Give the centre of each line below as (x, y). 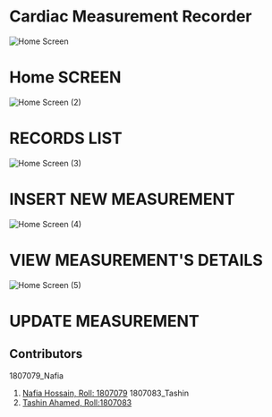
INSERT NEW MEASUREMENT (122, 200)
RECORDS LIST (66, 138)
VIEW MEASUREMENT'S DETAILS (136, 260)
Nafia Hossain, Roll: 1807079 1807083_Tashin (106, 393)
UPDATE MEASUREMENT (104, 321)
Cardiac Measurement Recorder (131, 17)
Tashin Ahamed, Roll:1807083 (77, 402)
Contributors (46, 354)
